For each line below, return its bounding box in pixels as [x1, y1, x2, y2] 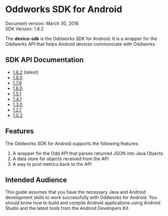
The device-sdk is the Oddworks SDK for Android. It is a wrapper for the [5, 35, 157, 42]
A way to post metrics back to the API [12, 161, 92, 167]
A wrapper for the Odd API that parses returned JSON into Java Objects [12, 150, 163, 156]
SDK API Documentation [5, 56, 84, 64]
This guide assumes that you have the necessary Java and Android [5, 189, 146, 195]
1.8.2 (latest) [12, 69, 39, 75]
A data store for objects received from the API [12, 156, 109, 162]
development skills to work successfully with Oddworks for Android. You [5, 194, 157, 201]
